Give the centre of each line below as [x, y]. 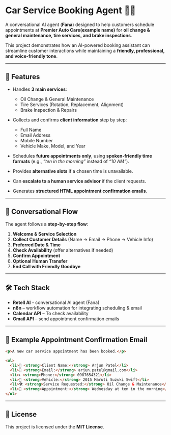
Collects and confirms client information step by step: [70, 120]
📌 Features [23, 77]
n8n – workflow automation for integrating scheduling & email [77, 308]
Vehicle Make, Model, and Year [53, 146]
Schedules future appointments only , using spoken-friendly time [82, 156]
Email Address [35, 135]
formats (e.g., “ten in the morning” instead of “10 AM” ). [71, 161]
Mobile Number [37, 140]
